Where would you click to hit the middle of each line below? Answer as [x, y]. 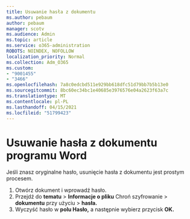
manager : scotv [25, 29]
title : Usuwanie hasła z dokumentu [51, 12]
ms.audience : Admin [31, 34]
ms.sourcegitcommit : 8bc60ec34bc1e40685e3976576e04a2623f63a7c [87, 90]
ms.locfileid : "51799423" [39, 113]
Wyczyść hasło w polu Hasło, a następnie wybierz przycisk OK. [95, 209]
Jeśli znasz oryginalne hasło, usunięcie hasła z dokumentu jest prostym [95, 172]
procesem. [20, 179]
